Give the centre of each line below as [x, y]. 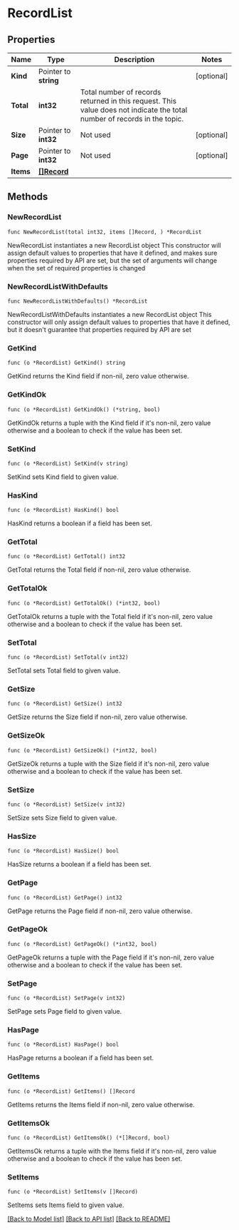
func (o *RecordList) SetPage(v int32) [67, 998]
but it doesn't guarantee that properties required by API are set [100, 329]
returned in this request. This [128, 101]
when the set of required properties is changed [76, 268]
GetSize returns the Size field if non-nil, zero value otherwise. [97, 717]
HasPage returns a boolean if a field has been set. [81, 1058]
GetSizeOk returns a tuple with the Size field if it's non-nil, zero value [108, 763]
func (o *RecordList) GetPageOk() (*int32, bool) [83, 944]
